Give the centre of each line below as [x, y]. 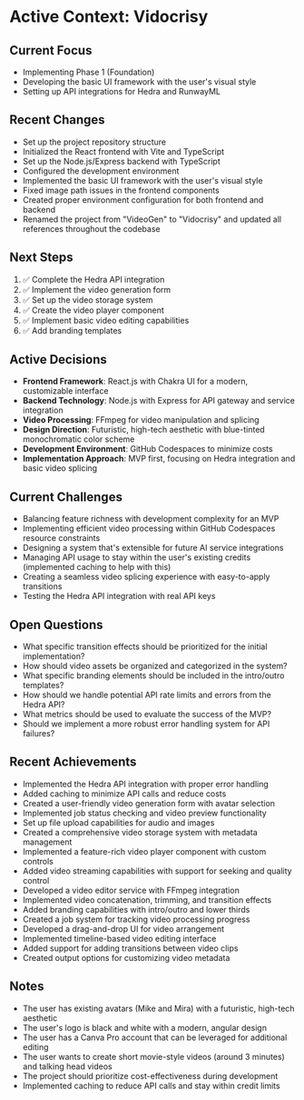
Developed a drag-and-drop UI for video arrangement [123, 928]
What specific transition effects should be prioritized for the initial [145, 646]
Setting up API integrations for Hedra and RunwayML [121, 91]
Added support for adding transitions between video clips [130, 948]
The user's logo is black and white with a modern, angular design [145, 1027]
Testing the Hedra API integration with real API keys [119, 596]
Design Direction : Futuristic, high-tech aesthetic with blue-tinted [143, 430]
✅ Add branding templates [72, 330]
